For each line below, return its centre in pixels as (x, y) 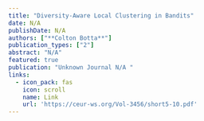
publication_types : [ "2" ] (51, 45)
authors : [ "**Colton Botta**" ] (60, 38)
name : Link (41, 97)
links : (19, 75)
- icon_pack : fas (44, 82)
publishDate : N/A (37, 30)
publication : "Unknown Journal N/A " (71, 68)
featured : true (33, 60)
